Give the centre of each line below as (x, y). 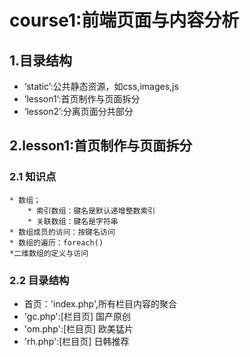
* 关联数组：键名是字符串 (73, 221)
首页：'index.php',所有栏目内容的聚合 (100, 303)
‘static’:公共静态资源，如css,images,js (101, 86)
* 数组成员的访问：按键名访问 (62, 232)
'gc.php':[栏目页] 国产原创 (77, 316)
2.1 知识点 (33, 177)
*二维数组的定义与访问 (49, 253)
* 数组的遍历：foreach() (56, 242)
